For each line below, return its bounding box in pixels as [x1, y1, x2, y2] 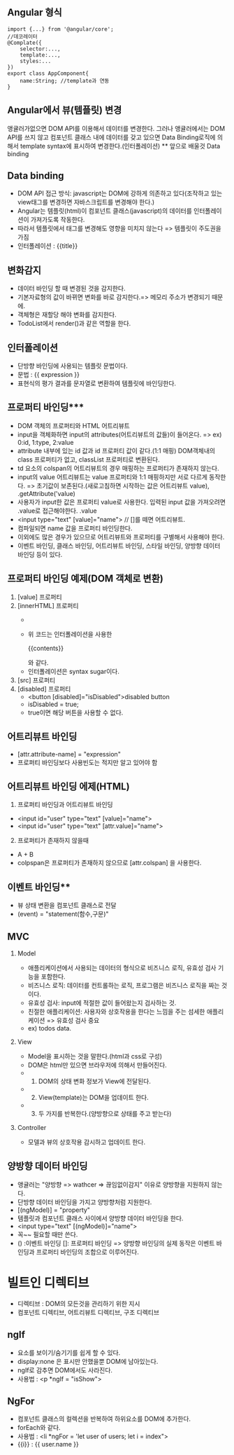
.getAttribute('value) [17, 489, 75, 497]
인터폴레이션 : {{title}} [17, 242, 78, 250]
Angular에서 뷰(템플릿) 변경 [7, 104, 122, 116]
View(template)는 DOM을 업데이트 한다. [38, 1093, 149, 1101]
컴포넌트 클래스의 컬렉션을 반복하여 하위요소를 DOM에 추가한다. [17, 1414, 191, 1423]
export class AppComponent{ [7, 69, 89, 77]
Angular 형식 [7, 6, 63, 19]
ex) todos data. [27, 1023, 72, 1032]
